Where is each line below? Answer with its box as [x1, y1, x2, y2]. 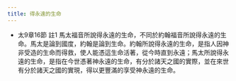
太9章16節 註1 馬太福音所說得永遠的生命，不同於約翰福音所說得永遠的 [17, 30, 221, 39]
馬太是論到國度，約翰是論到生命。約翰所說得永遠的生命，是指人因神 [30, 39, 229, 48]
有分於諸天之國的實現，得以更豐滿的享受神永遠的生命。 [17, 66, 179, 74]
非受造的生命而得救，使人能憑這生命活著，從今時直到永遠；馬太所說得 [17, 48, 223, 56]
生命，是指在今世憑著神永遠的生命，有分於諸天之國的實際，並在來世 [30, 57, 229, 66]
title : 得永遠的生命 [7, 10, 62, 18]
